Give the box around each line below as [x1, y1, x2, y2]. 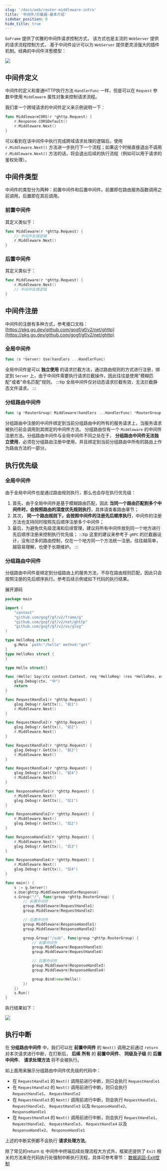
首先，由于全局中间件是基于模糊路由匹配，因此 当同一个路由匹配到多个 [12, 500, 158, 506]
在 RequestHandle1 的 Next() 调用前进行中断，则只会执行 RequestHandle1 [12, 1078, 160, 1084]
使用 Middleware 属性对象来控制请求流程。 [13, 94, 100, 100]
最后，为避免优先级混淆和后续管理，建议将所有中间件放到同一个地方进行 [12, 525, 161, 531]
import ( [5, 605, 23, 610]
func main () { [5, 880, 35, 885]
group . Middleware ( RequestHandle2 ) [23, 908, 94, 913]
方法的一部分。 [18, 445, 49, 451]
